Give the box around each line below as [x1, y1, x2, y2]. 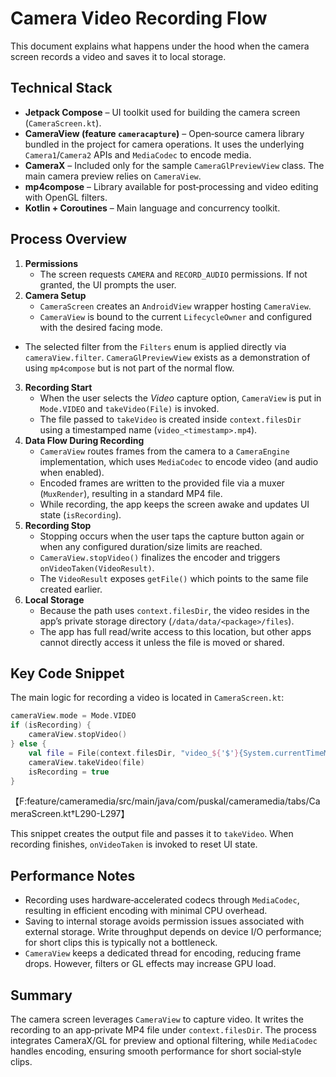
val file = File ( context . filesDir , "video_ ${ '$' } [28, 748, 240, 758]
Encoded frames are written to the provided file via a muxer [39, 477, 285, 489]
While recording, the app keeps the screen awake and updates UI [39, 498, 310, 510]
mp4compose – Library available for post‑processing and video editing [24, 180, 319, 192]
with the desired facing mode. [39, 321, 163, 333]
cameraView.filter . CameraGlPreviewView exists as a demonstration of [24, 351, 311, 363]
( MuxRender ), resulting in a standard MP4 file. [39, 487, 223, 499]
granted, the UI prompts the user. [39, 278, 177, 291]
